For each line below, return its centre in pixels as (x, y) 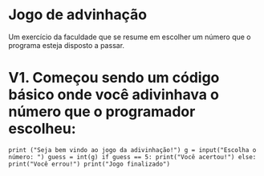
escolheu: (42, 129)
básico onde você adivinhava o (114, 95)
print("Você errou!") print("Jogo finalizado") (89, 164)
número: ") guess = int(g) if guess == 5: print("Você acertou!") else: (132, 157)
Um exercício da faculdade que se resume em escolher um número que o (130, 37)
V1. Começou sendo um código (114, 78)
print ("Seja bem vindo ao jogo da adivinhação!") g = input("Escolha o (132, 150)
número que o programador (102, 112)
